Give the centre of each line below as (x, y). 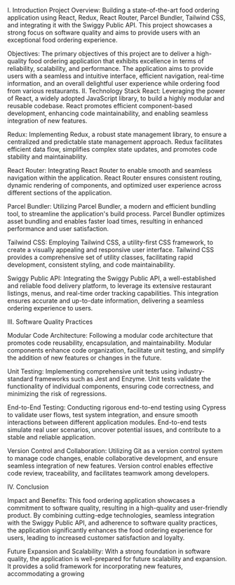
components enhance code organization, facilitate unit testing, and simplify (116, 350)
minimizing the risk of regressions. (57, 394)
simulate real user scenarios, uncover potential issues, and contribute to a (114, 430)
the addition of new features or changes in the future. (85, 358)
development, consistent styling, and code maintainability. (91, 265)
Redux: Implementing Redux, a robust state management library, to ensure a (117, 134)
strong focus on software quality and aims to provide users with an (104, 32)
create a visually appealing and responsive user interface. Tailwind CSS (110, 250)
